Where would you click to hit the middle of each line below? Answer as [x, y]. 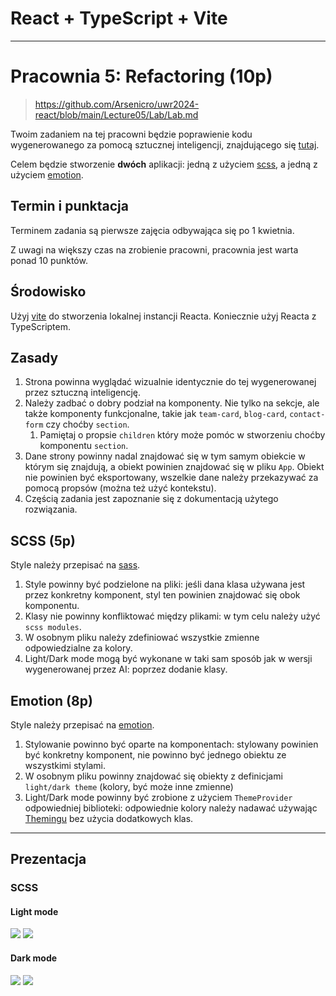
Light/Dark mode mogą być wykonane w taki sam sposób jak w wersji [168, 659]
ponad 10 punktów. [49, 260]
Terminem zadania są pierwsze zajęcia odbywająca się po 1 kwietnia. [152, 230]
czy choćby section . [87, 424]
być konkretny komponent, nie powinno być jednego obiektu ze [155, 754]
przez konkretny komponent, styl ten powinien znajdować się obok [162, 595]
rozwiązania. [51, 509]
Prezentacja [48, 859]
